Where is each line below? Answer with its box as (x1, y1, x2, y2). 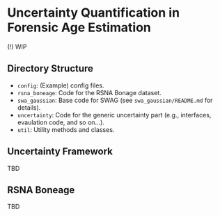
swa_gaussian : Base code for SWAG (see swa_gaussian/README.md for (17, 96, 213, 104)
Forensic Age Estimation (7, 19, 152, 35)
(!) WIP (7, 42, 27, 51)
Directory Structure (7, 63, 94, 74)
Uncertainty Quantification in (7, 5, 180, 21)
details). (17, 103, 41, 112)
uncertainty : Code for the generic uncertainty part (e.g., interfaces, (17, 110, 212, 119)
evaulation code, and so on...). (17, 118, 104, 126)
